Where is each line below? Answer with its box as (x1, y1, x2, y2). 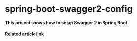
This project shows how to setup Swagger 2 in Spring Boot (5, 20, 128, 25)
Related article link (5, 31, 44, 37)
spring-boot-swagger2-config (5, 3, 133, 15)
